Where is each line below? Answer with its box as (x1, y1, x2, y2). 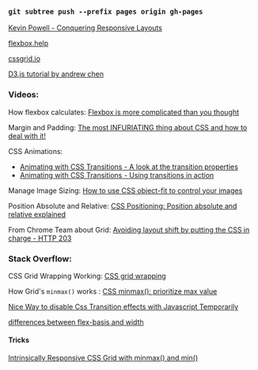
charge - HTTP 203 (8, 233, 72, 243)
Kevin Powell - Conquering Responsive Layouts (8, 23, 162, 33)
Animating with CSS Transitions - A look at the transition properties (19, 162, 239, 172)
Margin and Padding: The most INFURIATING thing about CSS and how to (8, 122, 248, 132)
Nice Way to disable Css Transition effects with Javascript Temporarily (8, 302, 239, 311)
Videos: (8, 89, 40, 100)
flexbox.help (8, 39, 49, 48)
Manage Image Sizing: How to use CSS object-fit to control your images (8, 186, 243, 195)
